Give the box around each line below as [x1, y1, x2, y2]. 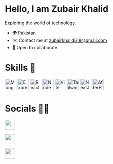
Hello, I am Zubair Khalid [5, 3, 109, 15]
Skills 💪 [5, 62, 36, 73]
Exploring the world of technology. [5, 20, 76, 26]
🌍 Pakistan [12, 30, 36, 36]
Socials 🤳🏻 [5, 103, 50, 114]
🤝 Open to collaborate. [12, 44, 59, 50]
